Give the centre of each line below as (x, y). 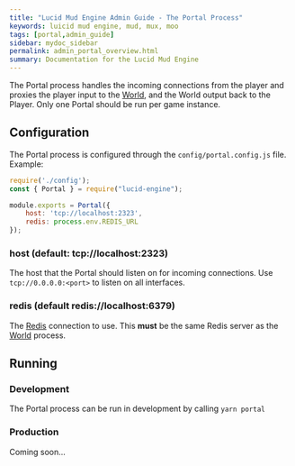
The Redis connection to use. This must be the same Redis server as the (144, 325)
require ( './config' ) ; (50, 180)
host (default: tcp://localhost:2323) (89, 253)
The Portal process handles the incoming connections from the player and (147, 85)
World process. (37, 335)
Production (34, 432)
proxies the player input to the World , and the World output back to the (140, 95)
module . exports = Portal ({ (60, 205)
